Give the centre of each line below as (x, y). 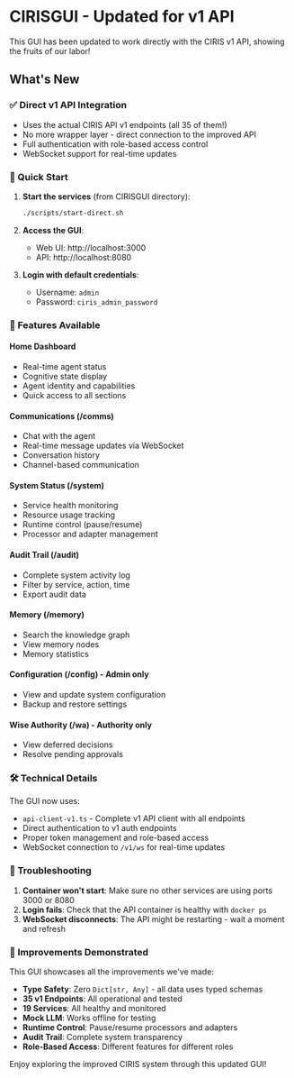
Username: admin (67, 292)
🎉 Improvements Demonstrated (79, 952)
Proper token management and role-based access (116, 838)
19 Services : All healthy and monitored (94, 1009)
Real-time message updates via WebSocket (103, 446)
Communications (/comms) (62, 416)
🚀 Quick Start (39, 177)
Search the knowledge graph (76, 635)
